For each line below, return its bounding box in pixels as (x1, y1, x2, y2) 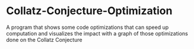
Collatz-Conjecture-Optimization (6, 4, 173, 18)
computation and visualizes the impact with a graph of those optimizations (6, 30, 188, 37)
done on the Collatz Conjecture (6, 36, 82, 43)
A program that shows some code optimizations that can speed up (6, 24, 169, 31)
